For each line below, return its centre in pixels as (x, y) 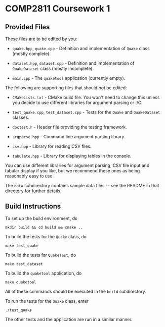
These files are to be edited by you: (41, 39)
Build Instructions (33, 206)
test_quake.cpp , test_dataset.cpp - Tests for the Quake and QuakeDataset (86, 112)
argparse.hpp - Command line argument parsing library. (69, 136)
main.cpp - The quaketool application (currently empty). (69, 78)
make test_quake (22, 246)
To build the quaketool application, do (43, 273)
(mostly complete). (31, 54)
